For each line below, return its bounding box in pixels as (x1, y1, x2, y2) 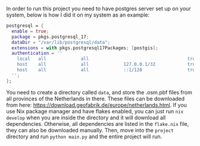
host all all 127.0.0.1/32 (17, 62, 156, 68)
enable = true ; (11, 28, 49, 34)
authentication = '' (11, 50, 62, 56)
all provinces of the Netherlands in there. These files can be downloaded (6, 95, 185, 102)
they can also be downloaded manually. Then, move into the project (6, 126, 174, 134)
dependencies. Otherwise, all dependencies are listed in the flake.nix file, (6, 120, 189, 127)
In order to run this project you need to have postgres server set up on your (6, 5, 192, 12)
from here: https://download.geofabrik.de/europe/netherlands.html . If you (6, 101, 187, 109)
